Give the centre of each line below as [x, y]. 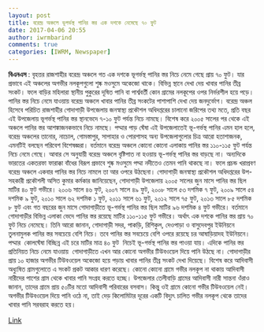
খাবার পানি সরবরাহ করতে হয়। [42, 304]
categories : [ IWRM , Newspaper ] [59, 52]
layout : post [30, 15]
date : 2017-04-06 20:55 [47, 30]
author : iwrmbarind [40, 37]
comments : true [33, 45]
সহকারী [17, 181]
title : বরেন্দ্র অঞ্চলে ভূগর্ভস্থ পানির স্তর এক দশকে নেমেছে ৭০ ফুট [82, 23]
